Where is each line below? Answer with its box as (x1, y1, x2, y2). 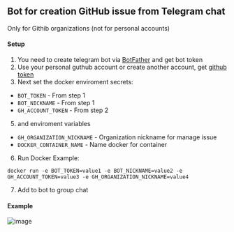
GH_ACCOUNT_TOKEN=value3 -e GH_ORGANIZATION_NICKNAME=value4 (7, 173, 189, 180)
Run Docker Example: (17, 154, 80, 162)
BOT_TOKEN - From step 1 (17, 91, 86, 100)
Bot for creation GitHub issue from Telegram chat (7, 6, 226, 17)
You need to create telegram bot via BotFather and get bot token (17, 56, 203, 64)
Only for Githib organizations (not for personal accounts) (7, 24, 170, 32)
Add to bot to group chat (17, 186, 89, 194)
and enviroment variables (17, 120, 91, 128)
